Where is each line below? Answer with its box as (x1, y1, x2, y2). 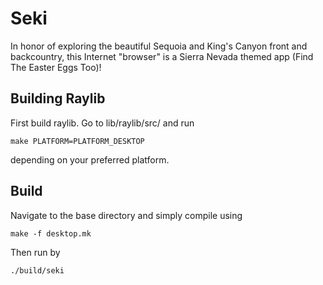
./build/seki (10, 265, 65, 276)
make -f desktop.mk (10, 228, 92, 239)
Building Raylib (10, 90, 106, 107)
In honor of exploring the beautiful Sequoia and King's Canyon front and (10, 40, 308, 52)
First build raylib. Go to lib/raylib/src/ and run (10, 117, 195, 129)
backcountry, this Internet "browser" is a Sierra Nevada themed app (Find (10, 50, 314, 62)
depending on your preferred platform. (10, 153, 170, 166)
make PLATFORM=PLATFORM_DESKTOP (10, 136, 145, 146)
